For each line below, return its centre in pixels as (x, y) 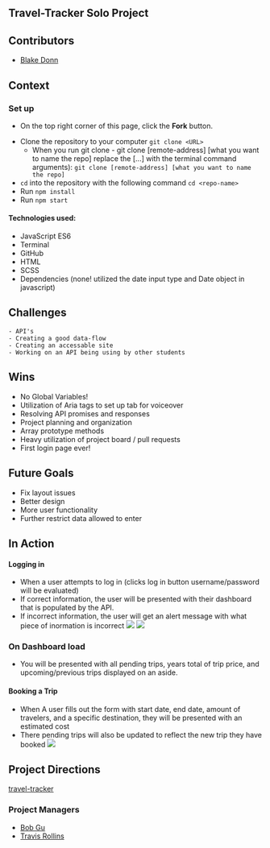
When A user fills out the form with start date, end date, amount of (130, 709)
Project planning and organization (76, 422)
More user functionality (59, 510)
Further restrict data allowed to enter (81, 518)
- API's (21, 331)
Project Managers (44, 810)
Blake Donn (39, 60)
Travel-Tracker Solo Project (79, 13)
